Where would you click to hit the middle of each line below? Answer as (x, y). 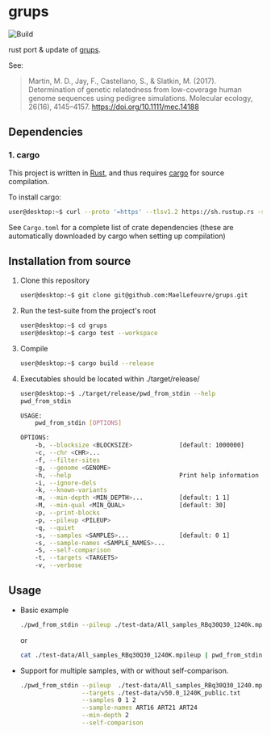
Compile (34, 348)
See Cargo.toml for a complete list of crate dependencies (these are (121, 227)
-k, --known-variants (71, 490)
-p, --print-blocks (68, 513)
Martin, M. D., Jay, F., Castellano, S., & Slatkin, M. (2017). (122, 81)
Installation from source (70, 261)
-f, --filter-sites (68, 460)
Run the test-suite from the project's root (88, 311)
